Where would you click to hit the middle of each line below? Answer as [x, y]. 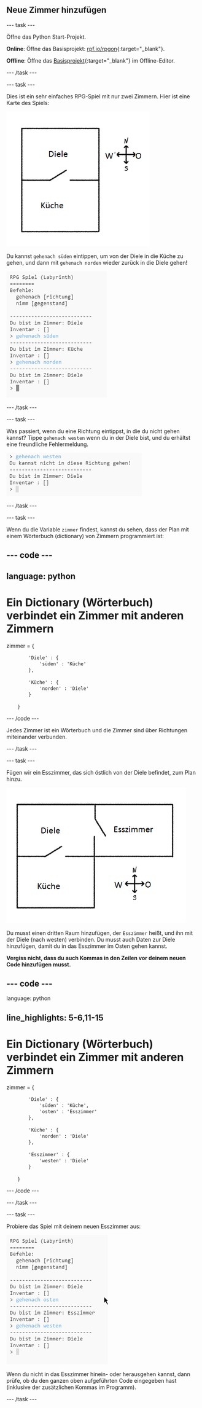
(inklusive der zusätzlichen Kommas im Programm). [71, 1387]
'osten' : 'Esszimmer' [68, 1111]
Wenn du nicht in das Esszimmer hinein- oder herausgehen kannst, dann [98, 1374]
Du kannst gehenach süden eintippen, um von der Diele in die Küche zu [95, 256]
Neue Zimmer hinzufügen [56, 10]
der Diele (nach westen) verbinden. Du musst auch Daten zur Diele [91, 939]
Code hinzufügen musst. [39, 964]
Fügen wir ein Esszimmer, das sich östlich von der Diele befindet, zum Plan [101, 772]
